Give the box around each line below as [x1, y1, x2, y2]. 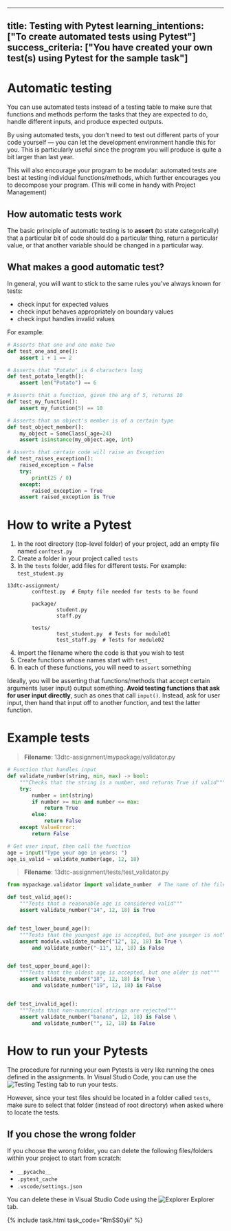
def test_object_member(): [7, 423, 85, 431]
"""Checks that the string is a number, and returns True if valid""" [19, 779, 226, 786]
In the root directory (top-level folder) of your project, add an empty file [16, 540, 220, 548]
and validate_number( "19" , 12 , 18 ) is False [32, 982, 162, 989]
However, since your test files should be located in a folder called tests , [7, 1094, 211, 1102]
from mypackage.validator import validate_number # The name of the [7, 882, 211, 888]
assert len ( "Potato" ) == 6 [19, 380, 97, 387]
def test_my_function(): [7, 398, 78, 405]
